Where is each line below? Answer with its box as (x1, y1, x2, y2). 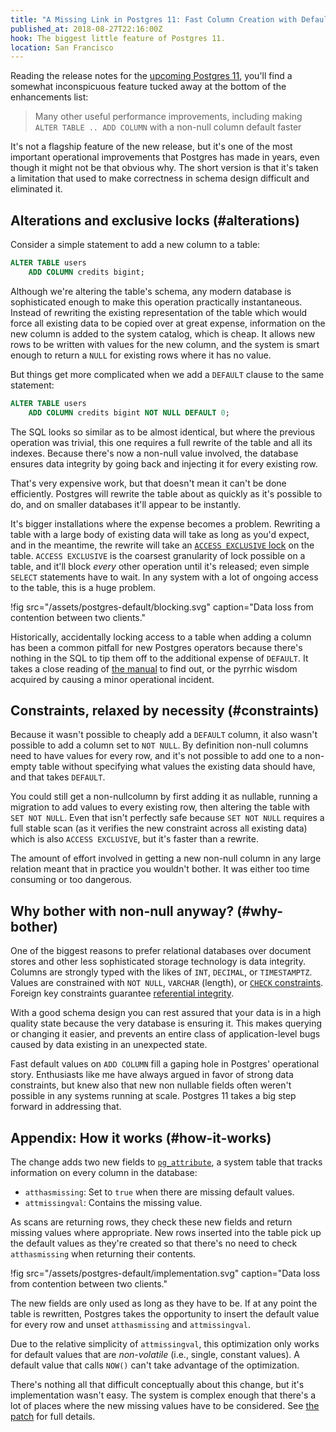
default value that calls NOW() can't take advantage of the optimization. (10, 1359, 300, 1371)
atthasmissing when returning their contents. (10, 1248, 197, 1260)
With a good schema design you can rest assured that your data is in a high (10, 1007, 322, 1019)
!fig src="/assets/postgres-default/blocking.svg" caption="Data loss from (10, 601, 314, 613)
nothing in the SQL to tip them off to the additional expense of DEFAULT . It (10, 652, 309, 664)
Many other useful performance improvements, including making (34, 111, 303, 123)
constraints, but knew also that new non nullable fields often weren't (10, 1079, 292, 1091)
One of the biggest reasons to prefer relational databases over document (10, 945, 312, 957)
